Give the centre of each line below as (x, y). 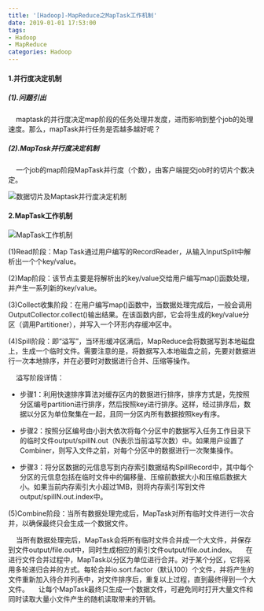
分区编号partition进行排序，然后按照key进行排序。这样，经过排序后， (132, 404)
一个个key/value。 (51, 261)
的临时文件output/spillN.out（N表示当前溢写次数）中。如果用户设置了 (132, 440)
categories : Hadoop (40, 52)
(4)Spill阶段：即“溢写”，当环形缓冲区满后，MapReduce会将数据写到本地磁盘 (132, 341)
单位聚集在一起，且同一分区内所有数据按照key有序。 (139, 413)
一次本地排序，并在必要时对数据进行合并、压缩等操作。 (104, 361)
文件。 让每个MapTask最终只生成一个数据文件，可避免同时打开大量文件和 (131, 589)
